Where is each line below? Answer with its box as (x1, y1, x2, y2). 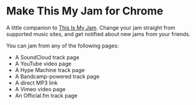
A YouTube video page (14, 60, 72, 67)
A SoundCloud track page (14, 53, 80, 61)
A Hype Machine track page (14, 66, 85, 73)
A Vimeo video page (14, 85, 66, 92)
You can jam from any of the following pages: (6, 42, 119, 49)
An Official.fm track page (14, 92, 78, 99)
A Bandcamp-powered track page (14, 73, 100, 80)
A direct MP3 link (14, 79, 58, 86)
